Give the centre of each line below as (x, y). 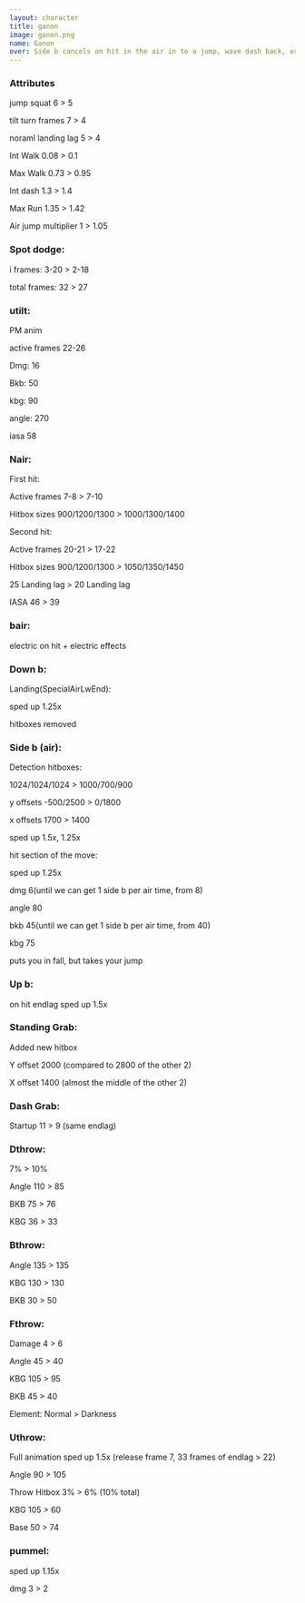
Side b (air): (35, 747)
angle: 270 (30, 418)
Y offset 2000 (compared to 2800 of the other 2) (101, 1065)
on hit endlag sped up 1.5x (59, 1004)
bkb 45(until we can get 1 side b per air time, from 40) (110, 926)
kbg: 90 (24, 401)
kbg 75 (22, 943)
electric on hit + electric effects (68, 645)
